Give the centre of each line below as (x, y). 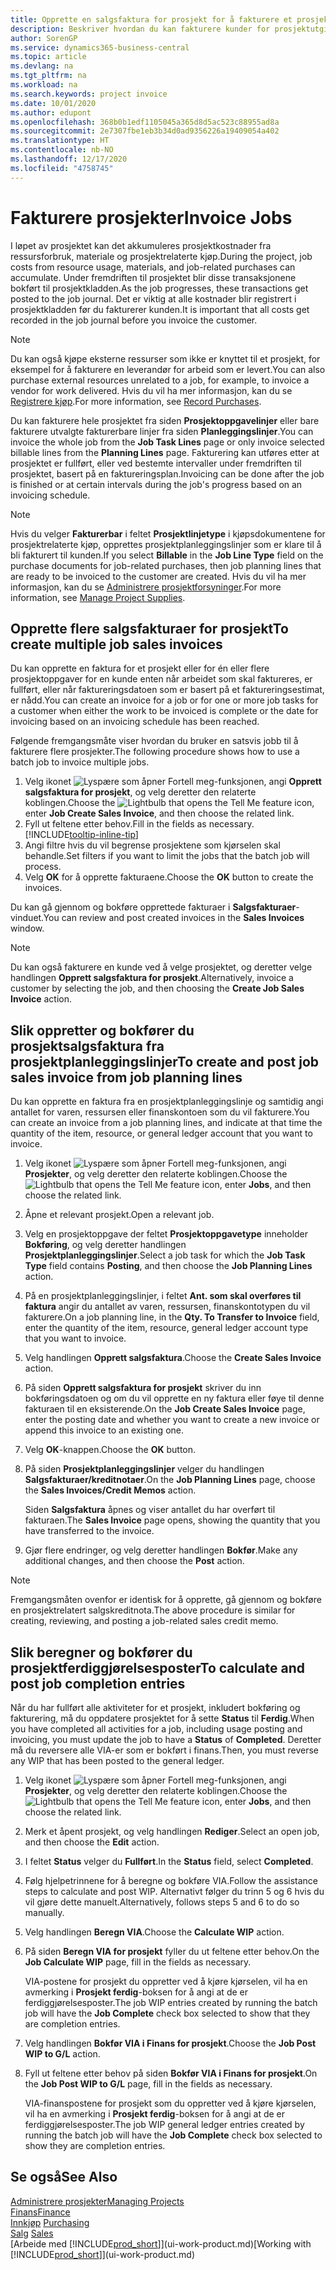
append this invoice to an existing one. (104, 1430)
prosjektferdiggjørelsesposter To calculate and (157, 1667)
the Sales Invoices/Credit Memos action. (110, 1490)
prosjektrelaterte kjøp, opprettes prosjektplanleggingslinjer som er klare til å (166, 544)
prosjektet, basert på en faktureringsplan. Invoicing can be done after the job (167, 473)
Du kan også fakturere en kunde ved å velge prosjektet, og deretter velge (161, 967)
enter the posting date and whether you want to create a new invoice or (172, 1420)
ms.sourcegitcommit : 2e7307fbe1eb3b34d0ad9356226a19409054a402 (145, 131)
